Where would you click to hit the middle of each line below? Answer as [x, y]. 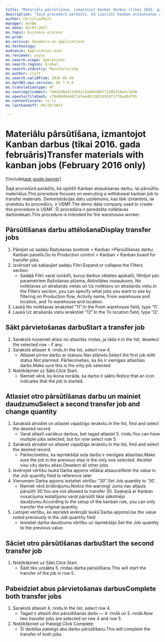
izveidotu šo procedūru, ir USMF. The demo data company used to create [79, 204]
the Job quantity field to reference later [52, 476]
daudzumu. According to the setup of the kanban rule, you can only [88, 502]
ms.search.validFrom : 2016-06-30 [40, 78]
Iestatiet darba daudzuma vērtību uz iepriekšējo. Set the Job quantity [89, 523]
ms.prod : [14, 37]
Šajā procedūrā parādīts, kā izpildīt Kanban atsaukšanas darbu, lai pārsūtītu [82, 188]
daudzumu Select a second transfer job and [73, 404]
